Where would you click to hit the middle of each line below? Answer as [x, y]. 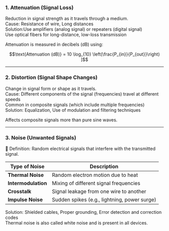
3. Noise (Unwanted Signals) [41, 137]
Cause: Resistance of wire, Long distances [50, 24]
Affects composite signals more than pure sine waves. [61, 120]
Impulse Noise [25, 200]
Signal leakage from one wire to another [99, 191]
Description [104, 166]
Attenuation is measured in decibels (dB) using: [54, 44]
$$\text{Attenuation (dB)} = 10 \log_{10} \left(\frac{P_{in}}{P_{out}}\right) [84, 54]
